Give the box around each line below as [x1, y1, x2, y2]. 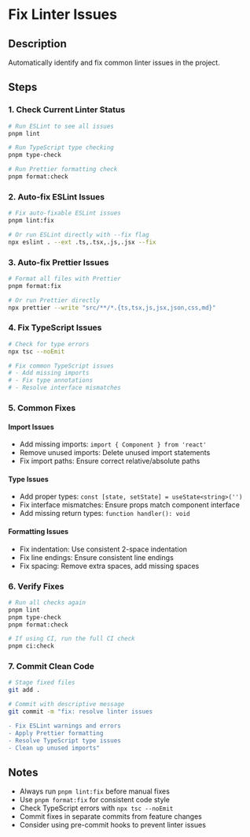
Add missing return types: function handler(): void [19, 509, 190, 518]
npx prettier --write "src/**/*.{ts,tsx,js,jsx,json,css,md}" [8, 304, 216, 312]
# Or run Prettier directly [8, 296, 101, 305]
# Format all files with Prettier [8, 275, 122, 283]
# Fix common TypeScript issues [8, 361, 114, 370]
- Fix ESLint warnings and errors [8, 722, 122, 730]
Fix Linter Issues [8, 6, 118, 24]
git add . [8, 686, 41, 694]
